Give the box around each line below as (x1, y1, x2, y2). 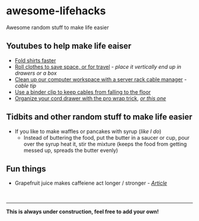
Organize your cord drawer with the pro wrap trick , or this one (14, 94, 166, 102)
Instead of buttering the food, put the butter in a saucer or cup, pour (23, 134, 190, 141)
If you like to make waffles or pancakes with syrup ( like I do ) (14, 128, 162, 135)
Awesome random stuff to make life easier (6, 24, 110, 31)
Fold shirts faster (14, 56, 56, 64)
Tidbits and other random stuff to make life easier (6, 112, 192, 122)
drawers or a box (14, 70, 57, 77)
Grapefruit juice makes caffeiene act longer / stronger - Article (14, 179, 168, 187)
